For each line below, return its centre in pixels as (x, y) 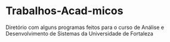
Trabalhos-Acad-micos (64, 11)
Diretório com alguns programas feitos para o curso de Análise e (85, 27)
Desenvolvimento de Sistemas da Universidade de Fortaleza (79, 33)
